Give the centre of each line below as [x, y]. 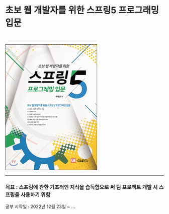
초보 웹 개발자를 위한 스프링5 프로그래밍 [82, 10]
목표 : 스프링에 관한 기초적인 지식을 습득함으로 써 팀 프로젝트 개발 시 [81, 187]
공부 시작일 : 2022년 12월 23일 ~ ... [40, 206]
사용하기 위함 [36, 194]
